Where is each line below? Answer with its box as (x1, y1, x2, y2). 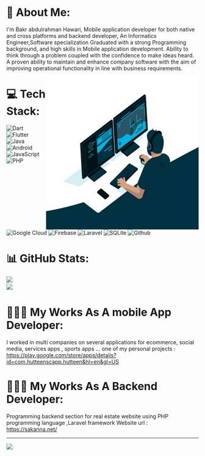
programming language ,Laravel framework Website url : (6, 419, 148, 426)
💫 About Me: (6, 5, 71, 20)
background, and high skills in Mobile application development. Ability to (6, 45, 189, 52)
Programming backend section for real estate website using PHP (6, 412, 169, 420)
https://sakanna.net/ (6, 425, 57, 433)
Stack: (6, 104, 40, 118)
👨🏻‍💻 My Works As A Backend (6, 380, 157, 393)
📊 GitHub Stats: (6, 252, 90, 266)
